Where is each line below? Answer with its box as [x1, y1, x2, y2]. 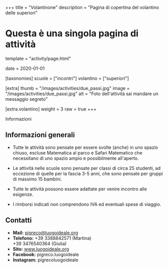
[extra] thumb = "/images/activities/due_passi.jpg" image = [5, 85, 130, 91]
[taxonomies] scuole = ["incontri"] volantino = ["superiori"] [5, 75, 129, 81]
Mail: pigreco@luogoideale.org [12, 230, 78, 236]
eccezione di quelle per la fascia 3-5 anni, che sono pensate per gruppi [12, 170, 163, 176]
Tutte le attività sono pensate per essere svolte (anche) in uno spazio [12, 144, 158, 150]
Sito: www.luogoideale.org [12, 245, 69, 252]
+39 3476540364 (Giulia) [12, 240, 67, 247]
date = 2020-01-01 [5, 65, 45, 71]
